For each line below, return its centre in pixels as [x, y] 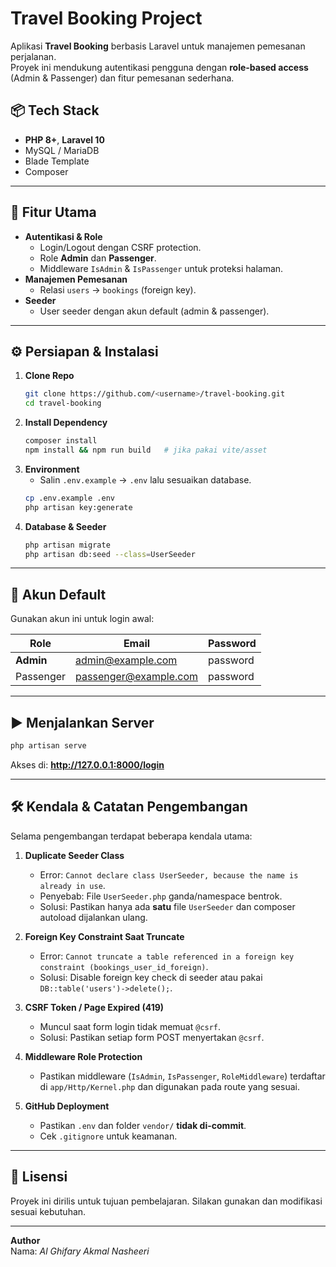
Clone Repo [49, 376]
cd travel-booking [63, 403]
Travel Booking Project [106, 18]
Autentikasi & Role [63, 236]
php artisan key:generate [78, 507]
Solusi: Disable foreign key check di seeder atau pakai [151, 977]
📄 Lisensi [39, 1177]
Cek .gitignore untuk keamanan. [108, 1136]
